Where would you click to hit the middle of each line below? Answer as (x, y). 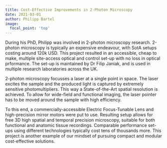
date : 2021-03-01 (23, 14)
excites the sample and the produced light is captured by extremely (74, 84)
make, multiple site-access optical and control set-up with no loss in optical (83, 58)
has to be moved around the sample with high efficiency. (63, 100)
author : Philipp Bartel (30, 19)
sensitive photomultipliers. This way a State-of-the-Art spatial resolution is (82, 89)
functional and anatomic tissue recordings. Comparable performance (76, 126)
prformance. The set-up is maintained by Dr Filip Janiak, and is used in (78, 64)
